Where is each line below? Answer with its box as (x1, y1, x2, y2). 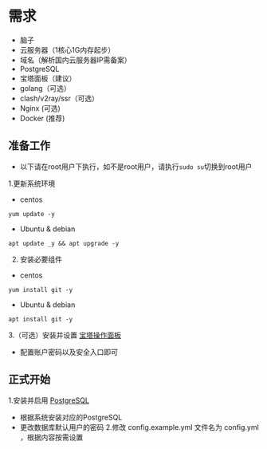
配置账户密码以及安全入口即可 (19, 347, 118, 356)
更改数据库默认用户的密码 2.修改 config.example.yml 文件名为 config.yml (19, 422, 259, 431)
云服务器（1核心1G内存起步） (19, 45, 116, 54)
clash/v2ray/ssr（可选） (19, 93, 100, 103)
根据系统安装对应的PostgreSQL (19, 412, 123, 422)
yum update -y (8, 210, 56, 218)
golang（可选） (19, 83, 71, 93)
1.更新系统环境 (8, 179, 56, 188)
